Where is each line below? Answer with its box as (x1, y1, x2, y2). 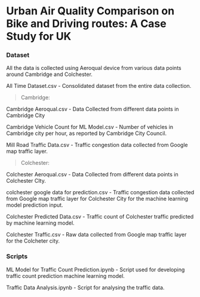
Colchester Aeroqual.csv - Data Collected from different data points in (6, 171, 179, 178)
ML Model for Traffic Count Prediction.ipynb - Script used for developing (6, 266, 185, 273)
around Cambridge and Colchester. (6, 71, 93, 78)
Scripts (6, 252, 28, 261)
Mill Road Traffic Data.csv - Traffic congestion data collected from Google (6, 142, 188, 149)
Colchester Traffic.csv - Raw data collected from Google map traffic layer (6, 231, 187, 238)
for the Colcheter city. (6, 237, 60, 244)
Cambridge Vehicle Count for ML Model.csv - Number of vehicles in (6, 124, 174, 131)
